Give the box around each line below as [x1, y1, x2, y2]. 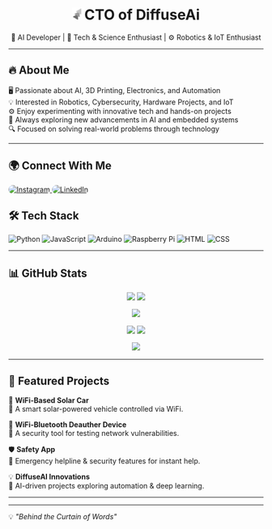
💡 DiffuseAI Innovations [8, 472, 91, 481]
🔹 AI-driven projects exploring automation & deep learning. [8, 481, 205, 490]
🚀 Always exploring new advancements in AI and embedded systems [8, 115, 239, 125]
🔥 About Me [8, 63, 70, 78]
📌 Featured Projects [8, 374, 110, 387]
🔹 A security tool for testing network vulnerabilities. [8, 429, 180, 438]
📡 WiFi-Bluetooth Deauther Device [8, 420, 127, 430]
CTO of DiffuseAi [83, 6, 200, 24]
